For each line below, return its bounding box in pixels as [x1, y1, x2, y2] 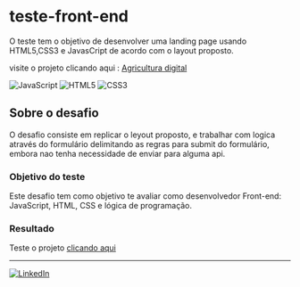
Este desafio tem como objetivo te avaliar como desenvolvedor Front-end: [9, 191, 282, 201]
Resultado [9, 222, 55, 234]
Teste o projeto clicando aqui [9, 242, 116, 253]
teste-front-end [9, 6, 129, 27]
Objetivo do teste [9, 170, 86, 183]
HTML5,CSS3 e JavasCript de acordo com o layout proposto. [9, 45, 234, 55]
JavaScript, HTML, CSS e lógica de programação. [9, 201, 193, 211]
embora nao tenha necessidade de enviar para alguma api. [9, 148, 226, 159]
